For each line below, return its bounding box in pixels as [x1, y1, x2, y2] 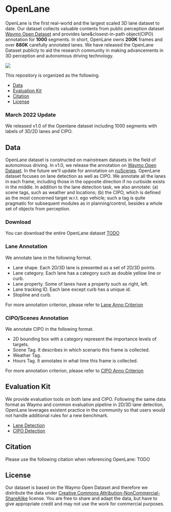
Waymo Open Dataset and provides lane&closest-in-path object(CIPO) [5, 31, 154, 37]
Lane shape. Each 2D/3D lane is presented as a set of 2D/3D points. [12, 264, 156, 270]
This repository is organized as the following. [5, 72, 100, 78]
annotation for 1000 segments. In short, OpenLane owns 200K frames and [5, 36, 163, 42]
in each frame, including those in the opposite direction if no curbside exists [5, 179, 165, 185]
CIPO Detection [12, 428, 45, 434]
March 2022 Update [5, 111, 56, 118]
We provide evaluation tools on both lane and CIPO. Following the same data [5, 396, 166, 402]
